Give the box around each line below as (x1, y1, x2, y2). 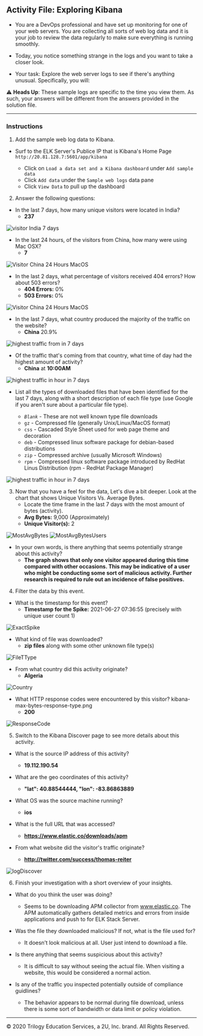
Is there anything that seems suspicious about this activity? (14, 951, 163, 958)
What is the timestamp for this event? (14, 600, 108, 607)
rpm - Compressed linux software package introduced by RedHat (24, 458, 185, 466)
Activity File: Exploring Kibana (6, 5, 123, 15)
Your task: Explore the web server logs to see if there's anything (14, 70, 175, 78)
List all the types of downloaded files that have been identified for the (14, 388, 188, 396)
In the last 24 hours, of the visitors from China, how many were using (14, 236, 187, 244)
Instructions (6, 122, 43, 130)
